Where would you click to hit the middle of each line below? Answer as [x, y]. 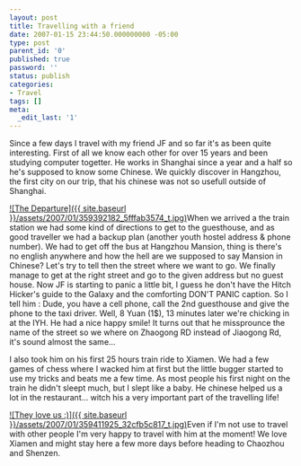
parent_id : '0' [38, 51]
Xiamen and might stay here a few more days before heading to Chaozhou [147, 444]
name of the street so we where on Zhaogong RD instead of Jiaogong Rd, [146, 332]
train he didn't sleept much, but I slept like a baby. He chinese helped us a [146, 388]
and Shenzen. [35, 453]
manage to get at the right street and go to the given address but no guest [146, 276]
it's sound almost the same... [62, 342]
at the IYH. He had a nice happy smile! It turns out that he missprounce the [147, 323]
